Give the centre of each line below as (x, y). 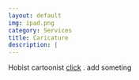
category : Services (40, 30)
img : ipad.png (32, 23)
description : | (33, 45)
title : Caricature (38, 38)
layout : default (35, 15)
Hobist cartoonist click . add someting (70, 67)
